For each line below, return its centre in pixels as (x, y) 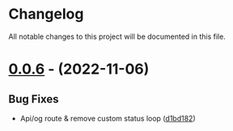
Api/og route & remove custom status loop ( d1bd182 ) (108, 118)
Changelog (46, 14)
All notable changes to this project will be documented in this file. (117, 36)
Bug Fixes (34, 99)
